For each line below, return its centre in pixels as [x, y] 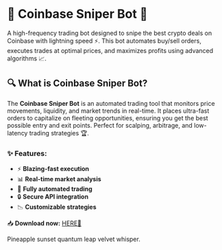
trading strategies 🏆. [59, 133]
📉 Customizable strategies [57, 207]
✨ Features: [27, 153]
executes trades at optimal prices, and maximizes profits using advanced [110, 50]
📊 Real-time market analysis [59, 179]
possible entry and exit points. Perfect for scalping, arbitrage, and [100, 125]
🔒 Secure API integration [53, 197]
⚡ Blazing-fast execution [53, 169]
